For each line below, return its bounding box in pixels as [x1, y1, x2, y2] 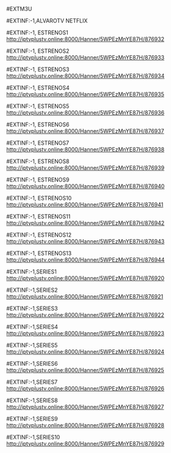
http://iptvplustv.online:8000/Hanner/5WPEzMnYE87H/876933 [6, 54, 165, 61]
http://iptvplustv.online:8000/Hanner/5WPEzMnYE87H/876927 [6, 403, 164, 410]
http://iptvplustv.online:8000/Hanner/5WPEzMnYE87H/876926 [6, 385, 165, 392]
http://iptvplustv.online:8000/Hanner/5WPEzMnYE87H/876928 [6, 422, 165, 428]
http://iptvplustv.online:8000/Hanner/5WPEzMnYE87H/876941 [6, 201, 164, 208]
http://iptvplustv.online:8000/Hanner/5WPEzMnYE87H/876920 [6, 275, 165, 281]
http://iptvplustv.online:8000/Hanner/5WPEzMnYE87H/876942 [6, 219, 165, 226]
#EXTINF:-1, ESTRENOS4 [6, 84, 70, 91]
